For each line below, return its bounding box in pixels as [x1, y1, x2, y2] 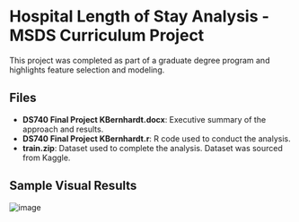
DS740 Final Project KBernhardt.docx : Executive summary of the [22, 114, 267, 124]
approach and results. [22, 124, 104, 134]
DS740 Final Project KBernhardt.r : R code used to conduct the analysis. [22, 132, 291, 144]
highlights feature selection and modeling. [9, 64, 165, 75]
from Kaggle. [22, 152, 71, 163]
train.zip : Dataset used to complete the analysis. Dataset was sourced [22, 142, 283, 153]
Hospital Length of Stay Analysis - [9, 6, 269, 27]
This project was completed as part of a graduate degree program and [9, 55, 270, 65]
